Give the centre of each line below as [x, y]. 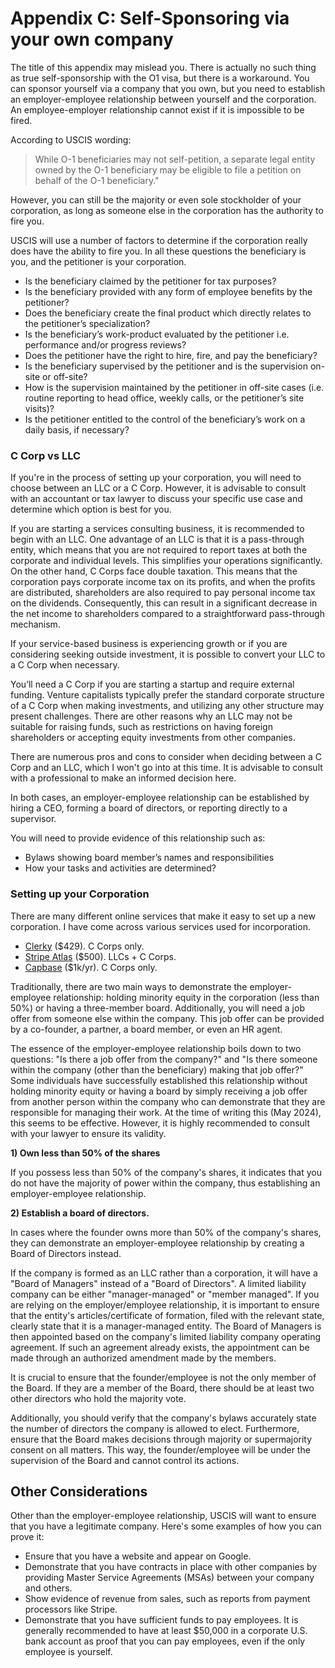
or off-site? [65, 376]
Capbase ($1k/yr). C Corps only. [91, 967]
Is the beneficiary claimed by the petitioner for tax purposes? [150, 281]
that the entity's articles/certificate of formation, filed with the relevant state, [167, 1315]
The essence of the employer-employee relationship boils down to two [156, 1048]
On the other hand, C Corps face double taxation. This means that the [154, 571]
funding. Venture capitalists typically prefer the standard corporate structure [167, 695]
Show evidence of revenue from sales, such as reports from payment [167, 1599]
